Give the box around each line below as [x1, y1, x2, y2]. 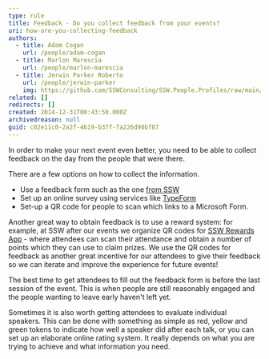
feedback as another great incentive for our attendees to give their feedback [8, 251, 261, 261]
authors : [8, 34, 38, 42]
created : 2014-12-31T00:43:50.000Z [8, 109, 127, 117]
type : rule [8, 11, 45, 20]
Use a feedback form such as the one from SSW [19, 185, 180, 194]
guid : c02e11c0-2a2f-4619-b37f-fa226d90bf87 [8, 123, 159, 131]
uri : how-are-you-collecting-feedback [8, 26, 138, 34]
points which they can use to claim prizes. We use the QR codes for [8, 242, 231, 252]
